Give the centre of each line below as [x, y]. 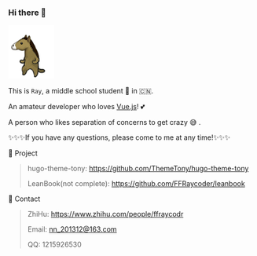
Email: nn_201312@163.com [72, 229]
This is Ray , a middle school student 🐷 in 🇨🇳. [81, 91]
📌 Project [23, 153]
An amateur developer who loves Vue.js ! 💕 [77, 107]
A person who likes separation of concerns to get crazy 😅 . [105, 123]
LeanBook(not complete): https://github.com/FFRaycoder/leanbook [136, 184]
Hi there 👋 [28, 13]
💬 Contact [24, 199]
